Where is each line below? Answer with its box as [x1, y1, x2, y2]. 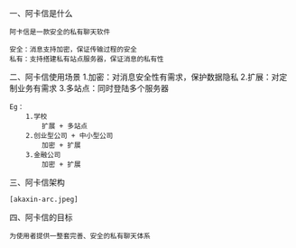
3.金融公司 [25, 151, 61, 160]
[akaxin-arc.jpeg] [9, 195, 79, 204]
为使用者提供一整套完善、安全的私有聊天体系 [9, 232, 151, 241]
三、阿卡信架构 [9, 177, 65, 188]
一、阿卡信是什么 [9, 8, 73, 18]
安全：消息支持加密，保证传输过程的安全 [9, 45, 137, 54]
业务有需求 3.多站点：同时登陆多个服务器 [16, 83, 170, 93]
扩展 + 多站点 [42, 122, 88, 131]
